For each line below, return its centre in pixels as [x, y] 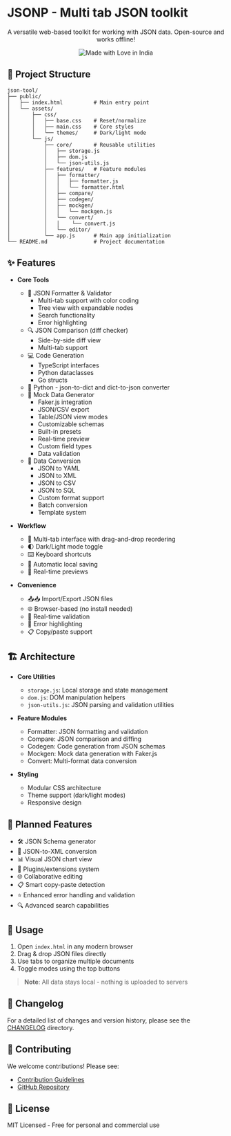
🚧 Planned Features [50, 824]
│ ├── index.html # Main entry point [78, 102]
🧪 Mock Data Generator [61, 394]
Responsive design [54, 803]
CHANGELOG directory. [41, 1027]
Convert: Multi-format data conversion [82, 761]
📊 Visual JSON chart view [54, 859]
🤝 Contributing [39, 1050]
